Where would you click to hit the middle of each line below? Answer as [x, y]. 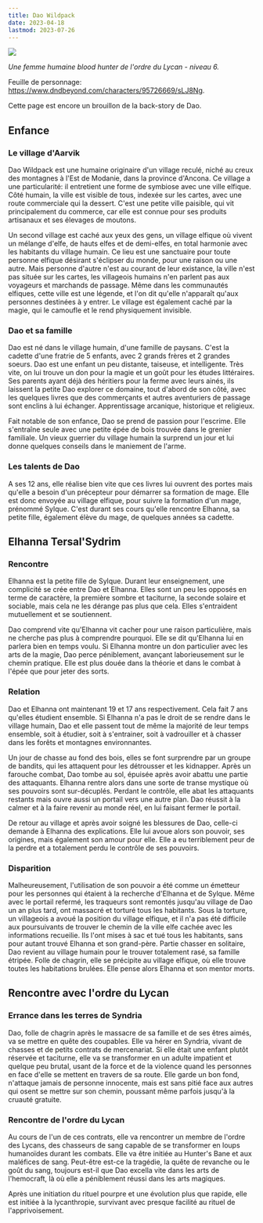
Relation [24, 692]
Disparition [30, 868]
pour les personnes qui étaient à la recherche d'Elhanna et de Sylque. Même [131, 893]
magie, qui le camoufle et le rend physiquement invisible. [100, 310]
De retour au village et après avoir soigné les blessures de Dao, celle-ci [123, 823]
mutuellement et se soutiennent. [60, 615]
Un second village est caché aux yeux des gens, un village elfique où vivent [130, 235]
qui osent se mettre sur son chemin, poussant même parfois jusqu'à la [121, 1091]
